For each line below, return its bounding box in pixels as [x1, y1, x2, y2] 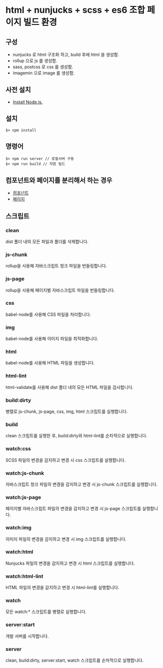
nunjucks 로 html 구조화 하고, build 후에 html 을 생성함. [12, 52, 119, 57]
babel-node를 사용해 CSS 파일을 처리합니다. [5, 311, 92, 317]
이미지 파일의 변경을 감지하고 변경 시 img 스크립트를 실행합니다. [5, 536, 127, 542]
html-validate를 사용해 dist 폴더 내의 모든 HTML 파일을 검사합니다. [5, 384, 134, 390]
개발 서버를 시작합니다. [5, 633, 49, 639]
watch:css [5, 445, 31, 452]
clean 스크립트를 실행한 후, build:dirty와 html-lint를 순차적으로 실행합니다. [5, 433, 147, 439]
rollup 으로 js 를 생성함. [12, 58, 58, 64]
